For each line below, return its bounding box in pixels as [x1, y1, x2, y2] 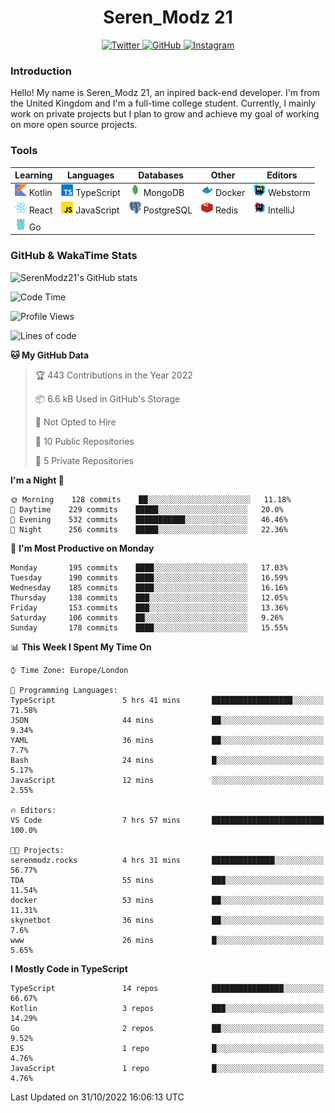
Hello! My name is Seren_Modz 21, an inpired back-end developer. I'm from [10, 87, 320, 99]
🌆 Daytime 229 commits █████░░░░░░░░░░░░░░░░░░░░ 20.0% [10, 504, 284, 515]
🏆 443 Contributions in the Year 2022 [34, 369, 193, 381]
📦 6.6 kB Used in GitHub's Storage [34, 392, 181, 405]
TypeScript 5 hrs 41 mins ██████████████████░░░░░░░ [10, 695, 325, 705]
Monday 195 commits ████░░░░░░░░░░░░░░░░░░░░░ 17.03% [10, 562, 288, 573]
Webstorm [267, 187, 311, 199]
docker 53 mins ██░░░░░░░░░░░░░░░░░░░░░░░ [10, 895, 325, 905]
